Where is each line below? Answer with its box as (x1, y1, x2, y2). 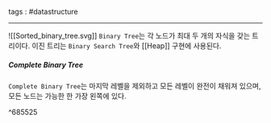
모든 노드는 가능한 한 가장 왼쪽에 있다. (8, 91, 127, 100)
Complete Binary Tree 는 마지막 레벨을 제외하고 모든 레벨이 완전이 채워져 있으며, (8, 80, 261, 91)
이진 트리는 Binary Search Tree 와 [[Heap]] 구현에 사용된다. (31, 41, 222, 51)
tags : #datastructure (8, 7, 78, 16)
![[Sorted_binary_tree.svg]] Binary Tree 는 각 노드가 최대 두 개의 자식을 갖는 (8, 31, 251, 40)
